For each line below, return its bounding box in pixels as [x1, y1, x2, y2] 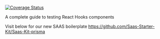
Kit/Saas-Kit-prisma [5, 29, 45, 34]
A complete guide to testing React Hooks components [5, 14, 114, 19]
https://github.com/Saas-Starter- [88, 23, 155, 29]
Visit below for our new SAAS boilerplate [5, 23, 87, 29]
